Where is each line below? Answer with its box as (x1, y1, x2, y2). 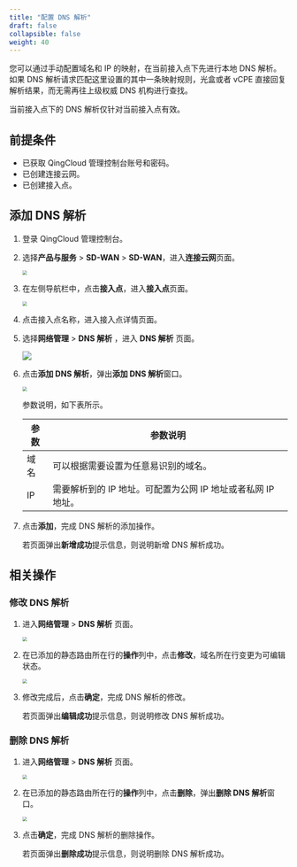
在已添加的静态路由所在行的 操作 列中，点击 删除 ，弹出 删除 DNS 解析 (21, 787, 268, 798)
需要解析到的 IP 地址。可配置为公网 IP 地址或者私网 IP (52, 483, 275, 495)
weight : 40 (9, 37, 49, 47)
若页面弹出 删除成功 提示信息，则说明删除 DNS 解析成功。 (21, 848, 230, 859)
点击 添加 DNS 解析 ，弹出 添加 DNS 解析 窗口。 (21, 368, 187, 379)
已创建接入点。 (21, 180, 77, 190)
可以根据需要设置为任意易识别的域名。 (52, 460, 212, 472)
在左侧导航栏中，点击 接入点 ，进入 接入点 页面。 (21, 283, 193, 293)
